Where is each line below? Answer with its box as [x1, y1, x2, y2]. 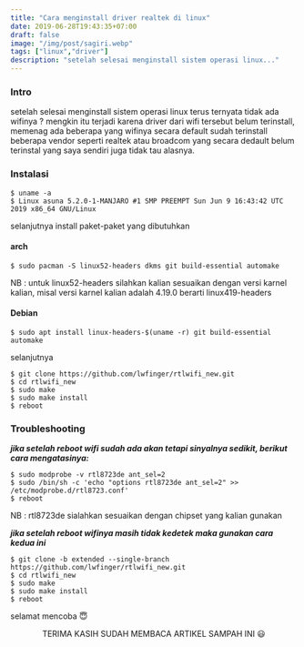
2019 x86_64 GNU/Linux [10, 204, 96, 214]
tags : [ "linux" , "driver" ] [10, 47, 108, 56]
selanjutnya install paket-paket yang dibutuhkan [10, 220, 190, 231]
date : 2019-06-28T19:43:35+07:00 [10, 22, 137, 31]
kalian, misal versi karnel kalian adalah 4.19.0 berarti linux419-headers [10, 287, 272, 298]
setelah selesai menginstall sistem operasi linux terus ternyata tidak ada [10, 106, 279, 117]
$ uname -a [10, 188, 52, 197]
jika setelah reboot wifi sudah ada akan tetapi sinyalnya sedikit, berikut [10, 443, 288, 454]
